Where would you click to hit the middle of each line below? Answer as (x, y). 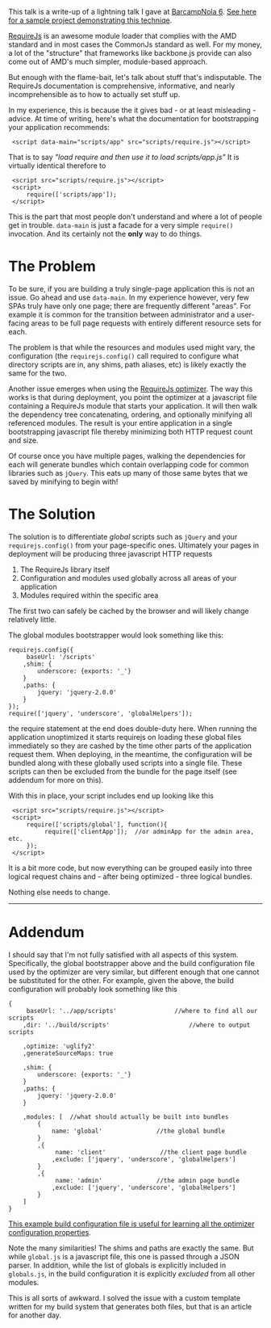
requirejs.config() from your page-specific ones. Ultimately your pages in (134, 545)
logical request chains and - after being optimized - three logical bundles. (130, 876)
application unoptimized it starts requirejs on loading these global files (125, 737)
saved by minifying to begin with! (63, 481)
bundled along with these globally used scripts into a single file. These (125, 763)
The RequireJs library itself (65, 569)
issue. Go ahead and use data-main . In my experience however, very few (129, 297)
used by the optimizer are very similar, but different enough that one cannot (134, 972)
